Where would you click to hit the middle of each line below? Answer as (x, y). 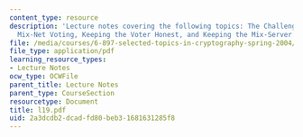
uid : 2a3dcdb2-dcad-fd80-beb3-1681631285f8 (92, 118)
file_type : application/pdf (62, 51)
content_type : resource (54, 18)
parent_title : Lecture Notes (64, 85)
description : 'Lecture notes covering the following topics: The (134, 26)
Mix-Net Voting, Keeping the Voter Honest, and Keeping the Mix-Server (155, 34)
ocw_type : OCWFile (44, 77)
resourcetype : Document (54, 101)
